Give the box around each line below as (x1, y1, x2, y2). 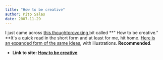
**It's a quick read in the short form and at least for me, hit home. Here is (5, 35, 155, 41)
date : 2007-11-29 (5, 16, 41, 21)
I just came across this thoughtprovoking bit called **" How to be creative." (5, 30, 159, 36)
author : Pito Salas (5, 12, 46, 17)
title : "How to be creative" (5, 7, 65, 12)
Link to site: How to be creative (12, 50, 78, 56)
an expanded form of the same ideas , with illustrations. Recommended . (5, 40, 152, 46)
